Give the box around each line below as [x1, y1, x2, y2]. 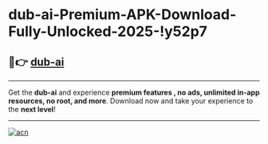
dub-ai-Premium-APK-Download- [8, 6, 237, 24]
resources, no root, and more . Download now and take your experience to [8, 96, 254, 105]
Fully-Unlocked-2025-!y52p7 [8, 22, 207, 41]
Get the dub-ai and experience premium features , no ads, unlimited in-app [8, 88, 260, 97]
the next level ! [8, 105, 56, 114]
